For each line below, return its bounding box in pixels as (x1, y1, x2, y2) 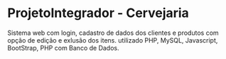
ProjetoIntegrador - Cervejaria (7, 5, 190, 21)
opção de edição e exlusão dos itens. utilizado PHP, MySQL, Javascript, (7, 36, 218, 44)
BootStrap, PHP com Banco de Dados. (7, 43, 119, 52)
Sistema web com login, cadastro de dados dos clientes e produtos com (7, 28, 219, 37)
